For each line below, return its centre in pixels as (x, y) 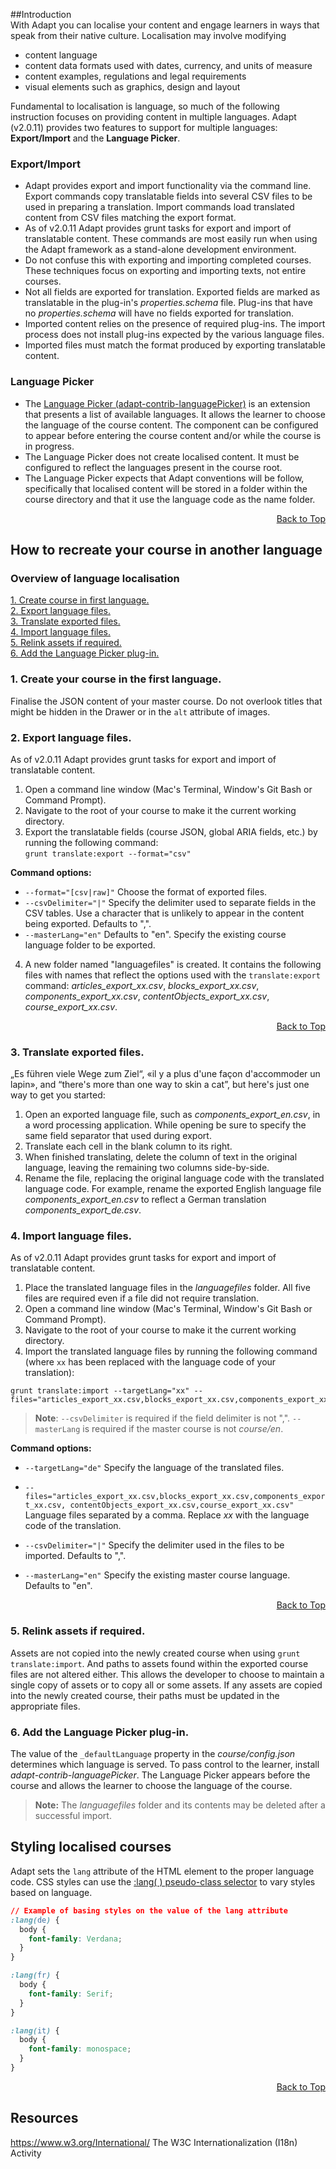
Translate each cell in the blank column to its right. (128, 1146)
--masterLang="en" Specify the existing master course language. (157, 1575)
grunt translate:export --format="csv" (108, 854)
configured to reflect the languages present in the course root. (153, 467)
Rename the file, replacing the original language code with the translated (174, 1178)
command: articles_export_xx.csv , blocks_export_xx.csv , (142, 985)
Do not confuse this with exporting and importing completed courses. (168, 260)
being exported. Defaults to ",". (88, 923)
